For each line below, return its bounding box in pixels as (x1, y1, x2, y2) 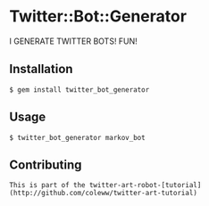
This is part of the (9, 181, 87, 190)
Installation (9, 62, 73, 77)
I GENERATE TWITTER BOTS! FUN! (9, 36, 138, 46)
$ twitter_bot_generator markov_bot (9, 133, 146, 142)
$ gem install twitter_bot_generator (9, 85, 150, 95)
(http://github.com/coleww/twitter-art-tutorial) (9, 189, 198, 198)
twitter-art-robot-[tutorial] (88, 181, 202, 190)
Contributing (9, 157, 82, 172)
